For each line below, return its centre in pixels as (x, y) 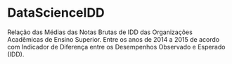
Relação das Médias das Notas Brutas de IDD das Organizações (100, 32)
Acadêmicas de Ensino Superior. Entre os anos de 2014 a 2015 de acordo (114, 39)
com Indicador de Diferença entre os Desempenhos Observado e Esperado (116, 47)
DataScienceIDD (56, 13)
